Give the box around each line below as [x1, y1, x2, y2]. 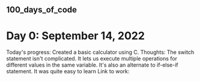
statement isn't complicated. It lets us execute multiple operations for [6, 55, 178, 62]
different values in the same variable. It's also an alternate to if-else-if [6, 61, 178, 68]
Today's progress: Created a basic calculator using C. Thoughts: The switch [6, 49, 195, 56]
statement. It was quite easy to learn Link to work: [6, 68, 130, 75]
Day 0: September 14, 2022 [6, 29, 145, 43]
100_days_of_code [6, 5, 77, 15]
